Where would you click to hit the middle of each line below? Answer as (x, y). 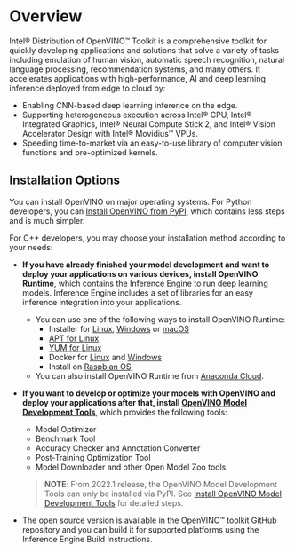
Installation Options (65, 181)
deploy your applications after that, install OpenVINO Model (134, 402)
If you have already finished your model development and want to (146, 265)
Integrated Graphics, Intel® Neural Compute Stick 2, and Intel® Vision (148, 124)
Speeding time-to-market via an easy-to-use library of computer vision (152, 143)
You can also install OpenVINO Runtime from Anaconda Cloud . (150, 375)
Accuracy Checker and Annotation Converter (118, 448)
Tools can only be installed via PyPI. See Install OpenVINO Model (163, 494)
